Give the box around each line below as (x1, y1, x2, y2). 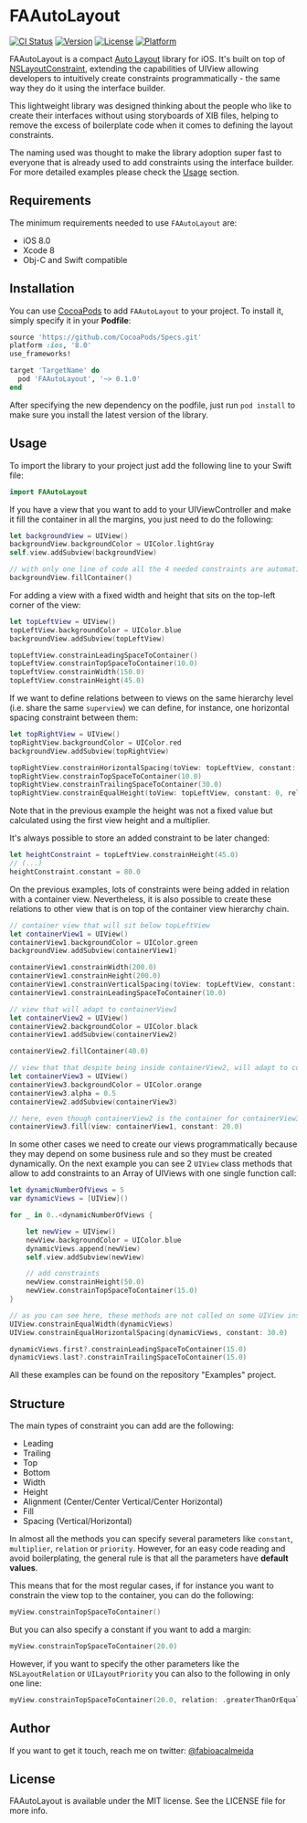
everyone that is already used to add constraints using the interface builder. (9, 156, 294, 167)
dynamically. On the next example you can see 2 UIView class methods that (9, 1158, 292, 1170)
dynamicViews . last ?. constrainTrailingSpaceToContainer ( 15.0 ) (9, 1353, 248, 1362)
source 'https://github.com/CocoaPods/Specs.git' (9, 333, 203, 342)
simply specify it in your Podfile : (9, 314, 132, 325)
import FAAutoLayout (9, 487, 89, 496)
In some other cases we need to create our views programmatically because (9, 1139, 298, 1150)
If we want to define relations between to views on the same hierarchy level (9, 693, 294, 704)
